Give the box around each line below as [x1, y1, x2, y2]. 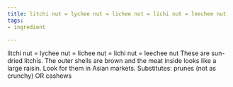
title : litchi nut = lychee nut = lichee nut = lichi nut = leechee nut [7, 10, 227, 18]
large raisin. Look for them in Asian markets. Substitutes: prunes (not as [7, 64, 216, 73]
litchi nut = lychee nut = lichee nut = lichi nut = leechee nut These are [7, 49, 210, 57]
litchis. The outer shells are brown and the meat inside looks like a [24, 57, 217, 65]
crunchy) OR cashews [7, 71, 72, 80]
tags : [7, 17, 23, 24]
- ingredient [7, 23, 46, 30]
